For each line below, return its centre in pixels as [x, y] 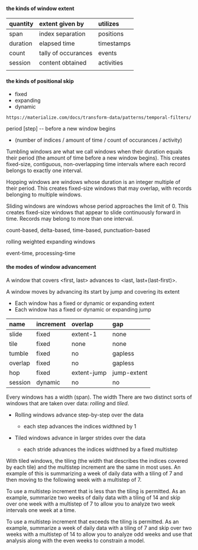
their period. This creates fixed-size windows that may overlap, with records [99, 188]
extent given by [62, 24]
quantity [21, 24]
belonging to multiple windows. [44, 195]
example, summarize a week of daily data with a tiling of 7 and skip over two [99, 527]
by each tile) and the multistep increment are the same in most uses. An [94, 467]
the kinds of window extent [40, 8]
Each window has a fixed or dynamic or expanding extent [85, 303]
